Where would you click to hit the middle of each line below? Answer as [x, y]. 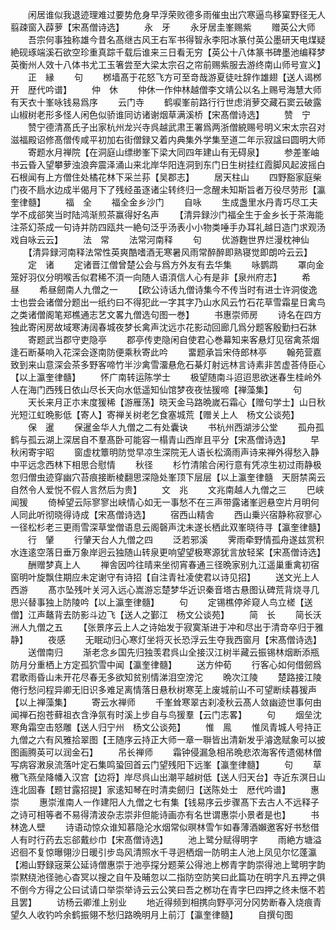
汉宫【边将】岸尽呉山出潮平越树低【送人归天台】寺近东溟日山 [198, 777]
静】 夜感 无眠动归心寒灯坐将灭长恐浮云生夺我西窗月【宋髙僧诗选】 [166, 639]
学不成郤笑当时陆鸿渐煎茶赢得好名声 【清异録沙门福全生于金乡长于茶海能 [167, 214]
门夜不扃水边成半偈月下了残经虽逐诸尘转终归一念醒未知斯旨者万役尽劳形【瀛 [168, 189]
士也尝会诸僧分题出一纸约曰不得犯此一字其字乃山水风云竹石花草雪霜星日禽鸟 [168, 302]
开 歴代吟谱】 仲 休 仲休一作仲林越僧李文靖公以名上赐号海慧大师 [166, 89]
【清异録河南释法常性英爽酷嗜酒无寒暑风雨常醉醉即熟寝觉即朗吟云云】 [170, 252]
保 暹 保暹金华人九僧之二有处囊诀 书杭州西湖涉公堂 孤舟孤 [176, 427]
